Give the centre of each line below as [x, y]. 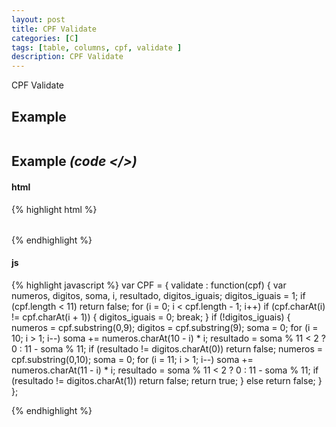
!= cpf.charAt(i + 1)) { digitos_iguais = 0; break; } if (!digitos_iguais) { [151, 317]
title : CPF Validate [54, 29]
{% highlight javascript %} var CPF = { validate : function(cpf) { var [149, 285]
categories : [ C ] [45, 38]
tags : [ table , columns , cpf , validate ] [97, 47]
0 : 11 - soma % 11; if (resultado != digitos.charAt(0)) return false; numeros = [167, 348]
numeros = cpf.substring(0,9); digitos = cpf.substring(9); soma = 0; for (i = [165, 327]
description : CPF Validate [67, 57]
